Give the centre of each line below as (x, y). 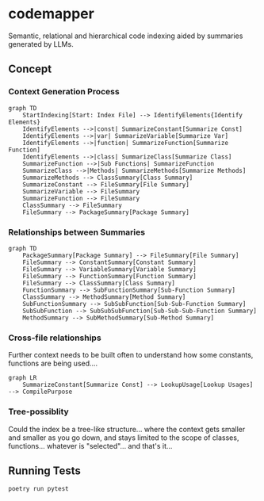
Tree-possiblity (38, 411)
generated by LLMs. (41, 44)
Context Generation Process (64, 92)
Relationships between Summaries (77, 232)
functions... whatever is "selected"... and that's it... (90, 446)
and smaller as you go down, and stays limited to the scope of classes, (124, 438)
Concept (30, 69)
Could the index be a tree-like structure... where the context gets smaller (127, 429)
